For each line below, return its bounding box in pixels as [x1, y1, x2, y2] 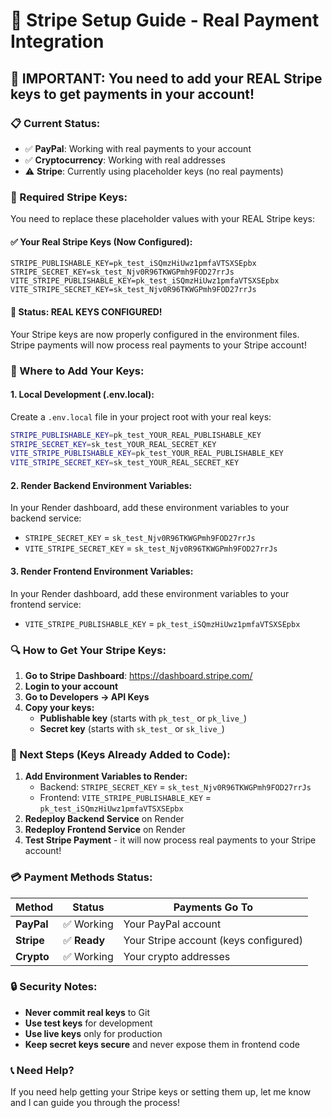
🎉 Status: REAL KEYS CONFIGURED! [10, 305, 163, 318]
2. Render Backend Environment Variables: [10, 479, 193, 491]
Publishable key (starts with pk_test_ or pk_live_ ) [39, 712, 248, 724]
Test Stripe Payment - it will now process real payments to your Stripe [24, 834, 317, 846]
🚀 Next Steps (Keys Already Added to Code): [10, 747, 231, 761]
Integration [10, 30, 105, 53]
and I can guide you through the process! [10, 1097, 180, 1109]
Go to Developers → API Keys [24, 690, 150, 703]
